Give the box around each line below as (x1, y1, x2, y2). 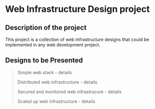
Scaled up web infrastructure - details (17, 98, 96, 104)
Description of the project (5, 23, 87, 32)
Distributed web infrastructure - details (17, 79, 98, 85)
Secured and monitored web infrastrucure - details (17, 89, 122, 95)
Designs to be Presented (5, 56, 83, 65)
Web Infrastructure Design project (5, 3, 150, 15)
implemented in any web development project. (5, 42, 101, 48)
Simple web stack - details (17, 69, 72, 75)
